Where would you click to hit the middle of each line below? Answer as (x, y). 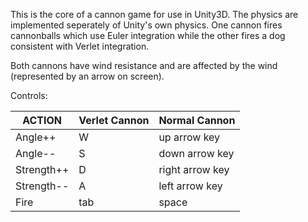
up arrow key (189, 137)
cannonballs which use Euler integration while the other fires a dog (148, 35)
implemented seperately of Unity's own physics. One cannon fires (146, 25)
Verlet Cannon (114, 120)
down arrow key (196, 153)
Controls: (29, 95)
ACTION (42, 120)
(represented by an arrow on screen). (87, 76)
